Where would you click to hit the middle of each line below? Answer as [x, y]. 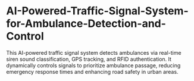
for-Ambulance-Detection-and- [86, 24]
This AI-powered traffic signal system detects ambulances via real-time [94, 52]
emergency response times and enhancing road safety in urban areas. [92, 71]
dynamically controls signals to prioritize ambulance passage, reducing [93, 65]
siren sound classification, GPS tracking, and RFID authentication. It [89, 59]
